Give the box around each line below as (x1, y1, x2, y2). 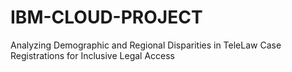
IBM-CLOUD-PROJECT (10, 6, 203, 29)
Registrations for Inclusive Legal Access (10, 49, 176, 61)
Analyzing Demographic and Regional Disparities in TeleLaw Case (10, 39, 282, 51)
